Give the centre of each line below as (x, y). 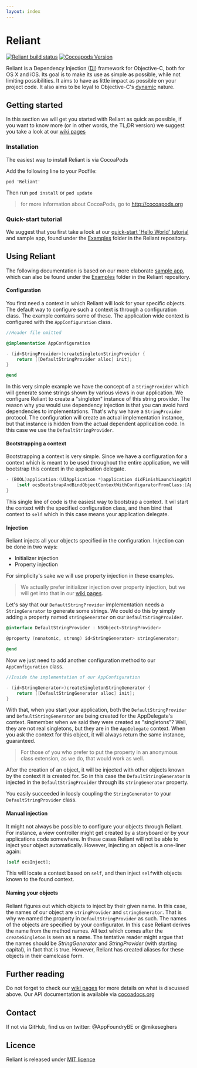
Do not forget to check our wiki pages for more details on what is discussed (98, 988)
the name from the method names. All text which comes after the (84, 931)
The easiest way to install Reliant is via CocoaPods (67, 159)
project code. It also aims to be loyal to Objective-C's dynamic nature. (90, 87)
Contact (21, 1013)
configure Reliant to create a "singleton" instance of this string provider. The (98, 399)
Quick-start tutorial (34, 219)
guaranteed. (21, 741)
